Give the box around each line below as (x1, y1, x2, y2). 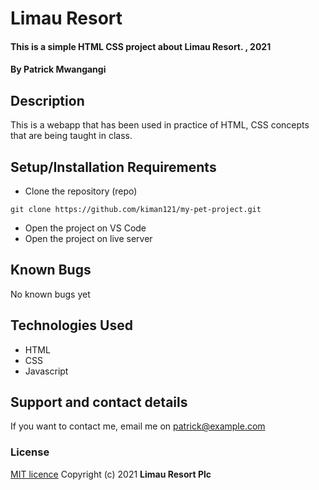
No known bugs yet (10, 288, 91, 300)
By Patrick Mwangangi (10, 63, 107, 76)
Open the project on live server (24, 233, 153, 244)
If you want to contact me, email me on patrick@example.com (10, 420, 266, 432)
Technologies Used (10, 317, 133, 334)
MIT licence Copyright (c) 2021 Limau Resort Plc (10, 468, 212, 480)
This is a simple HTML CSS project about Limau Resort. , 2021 (10, 40, 272, 52)
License (10, 445, 50, 459)
